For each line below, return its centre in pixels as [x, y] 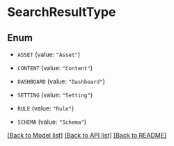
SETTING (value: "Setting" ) [55, 95]
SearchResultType [62, 12]
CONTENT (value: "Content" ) [55, 68]
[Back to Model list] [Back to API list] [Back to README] [87, 135]
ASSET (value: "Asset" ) [49, 54]
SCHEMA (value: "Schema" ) [52, 122]
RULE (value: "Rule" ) [46, 108]
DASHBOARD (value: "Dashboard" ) [61, 81]
